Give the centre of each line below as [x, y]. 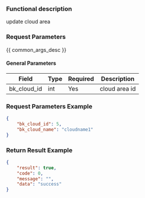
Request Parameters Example [49, 106]
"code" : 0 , [30, 173]
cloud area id [118, 88]
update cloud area [28, 22]
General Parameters [31, 63]
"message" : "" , [35, 179]
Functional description [39, 9]
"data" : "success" [39, 184]
